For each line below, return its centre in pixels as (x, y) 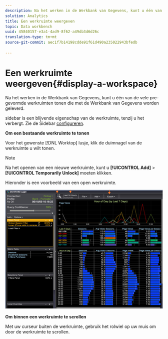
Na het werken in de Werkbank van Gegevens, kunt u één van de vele (77, 97)
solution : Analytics (27, 16)
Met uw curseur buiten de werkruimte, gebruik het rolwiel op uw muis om (81, 326)
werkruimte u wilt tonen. (30, 148)
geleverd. (15, 108)
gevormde (16, 103)
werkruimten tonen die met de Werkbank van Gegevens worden (93, 103)
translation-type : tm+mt (31, 37)
